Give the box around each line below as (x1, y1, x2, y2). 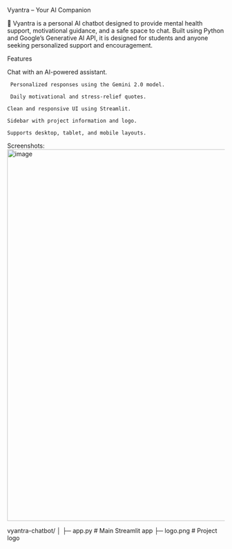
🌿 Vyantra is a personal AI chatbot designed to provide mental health (7, 19, 203, 27)
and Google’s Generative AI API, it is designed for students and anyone (7, 34, 209, 42)
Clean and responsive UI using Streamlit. (7, 106, 131, 112)
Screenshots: (7, 141, 45, 150)
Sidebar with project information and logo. (7, 117, 137, 124)
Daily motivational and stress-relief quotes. (10, 93, 147, 100)
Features (7, 54, 32, 63)
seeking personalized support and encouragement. (7, 41, 153, 49)
